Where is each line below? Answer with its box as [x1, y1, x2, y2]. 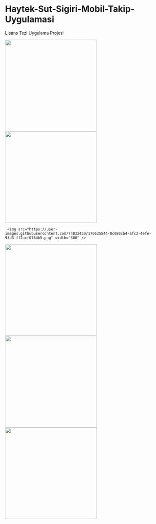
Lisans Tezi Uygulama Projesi [5, 30, 64, 36]
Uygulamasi [5, 14, 55, 25]
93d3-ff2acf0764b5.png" [5, 235, 54, 240]
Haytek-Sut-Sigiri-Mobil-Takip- [5, 3, 135, 15]
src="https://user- [18, 227, 58, 231]
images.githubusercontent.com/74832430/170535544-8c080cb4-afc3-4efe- [5, 231, 152, 236]
